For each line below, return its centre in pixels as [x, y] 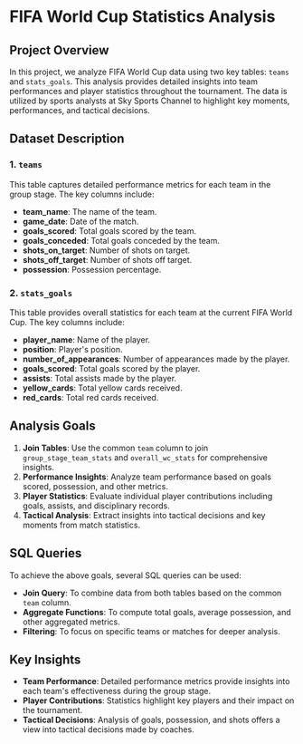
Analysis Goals [53, 426]
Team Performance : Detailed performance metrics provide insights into [156, 681]
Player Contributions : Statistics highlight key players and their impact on [158, 701]
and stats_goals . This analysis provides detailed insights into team [133, 82]
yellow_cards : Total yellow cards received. [102, 388]
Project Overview [59, 50]
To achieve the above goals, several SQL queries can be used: [125, 575]
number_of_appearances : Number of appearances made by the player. [156, 359]
